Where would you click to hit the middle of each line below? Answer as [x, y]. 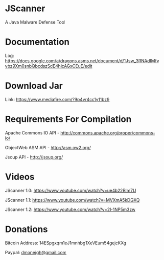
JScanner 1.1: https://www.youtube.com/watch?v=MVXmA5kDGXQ [72, 200]
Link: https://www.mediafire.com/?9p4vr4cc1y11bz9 [57, 99]
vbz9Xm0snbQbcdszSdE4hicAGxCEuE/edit [49, 66]
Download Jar [34, 86]
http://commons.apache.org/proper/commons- [108, 132]
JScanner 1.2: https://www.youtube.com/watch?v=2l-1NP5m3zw [70, 209]
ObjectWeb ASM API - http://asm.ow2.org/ [48, 147]
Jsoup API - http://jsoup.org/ [34, 157]
